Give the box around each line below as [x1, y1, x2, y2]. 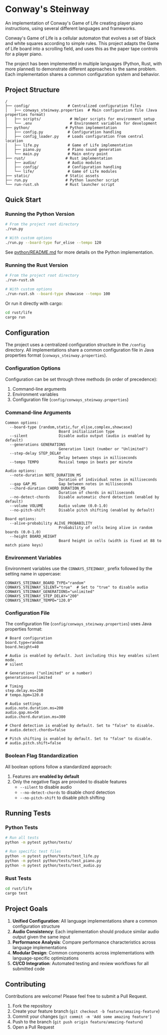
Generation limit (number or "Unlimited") [58, 446, 149, 452]
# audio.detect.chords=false [5, 728, 66, 733]
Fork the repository [12, 1003, 52, 1009]
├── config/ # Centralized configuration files [5, 103, 142, 108]
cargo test [5, 891, 28, 896]
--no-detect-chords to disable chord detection [19, 789, 116, 795]
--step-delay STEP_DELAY [9, 451, 61, 456]
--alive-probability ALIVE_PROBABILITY [9, 520, 93, 525]
